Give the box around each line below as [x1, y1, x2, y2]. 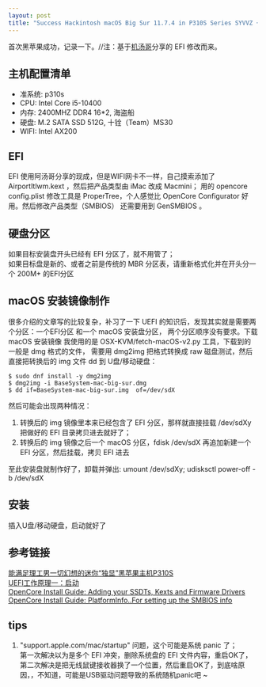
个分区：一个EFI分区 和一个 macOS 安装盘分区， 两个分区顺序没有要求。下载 [8, 326, 258, 336]
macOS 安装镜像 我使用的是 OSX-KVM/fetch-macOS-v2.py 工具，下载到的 [8, 336, 252, 346]
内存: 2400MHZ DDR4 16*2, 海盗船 [19, 108, 135, 117]
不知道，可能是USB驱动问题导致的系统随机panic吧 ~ [36, 670, 208, 680]
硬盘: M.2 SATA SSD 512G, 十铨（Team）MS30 [19, 118, 173, 127]
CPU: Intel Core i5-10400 [19, 98, 102, 108]
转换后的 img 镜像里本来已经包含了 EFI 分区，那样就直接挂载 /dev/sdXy [19, 417, 252, 427]
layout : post [8, 11, 51, 20]
